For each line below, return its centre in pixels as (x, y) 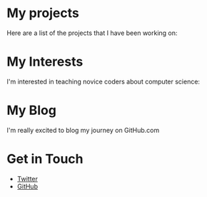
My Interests (45, 62)
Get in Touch (45, 159)
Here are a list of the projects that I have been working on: (92, 33)
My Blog (31, 110)
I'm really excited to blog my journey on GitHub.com (83, 130)
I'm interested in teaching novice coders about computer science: (103, 81)
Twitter (27, 178)
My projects (43, 13)
